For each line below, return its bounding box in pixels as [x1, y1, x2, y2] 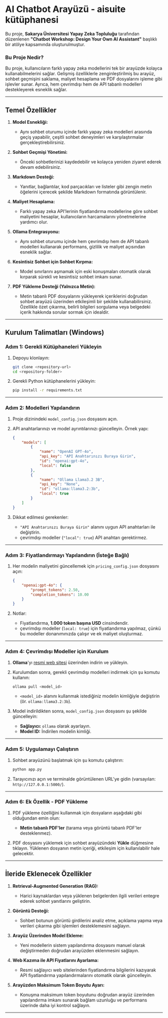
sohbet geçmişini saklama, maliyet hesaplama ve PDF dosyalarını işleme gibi [5, 76, 162, 82]
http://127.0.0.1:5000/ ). [12, 781, 65, 787]
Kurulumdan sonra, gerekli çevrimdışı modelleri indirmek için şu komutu [12, 669, 160, 675]
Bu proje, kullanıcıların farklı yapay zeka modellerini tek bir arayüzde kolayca [5, 65, 162, 71]
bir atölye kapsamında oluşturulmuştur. [5, 41, 85, 47]
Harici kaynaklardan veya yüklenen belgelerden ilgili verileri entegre [19, 893, 159, 899]
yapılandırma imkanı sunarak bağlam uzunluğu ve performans [19, 997, 147, 1003]
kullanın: [12, 674, 30, 680]
